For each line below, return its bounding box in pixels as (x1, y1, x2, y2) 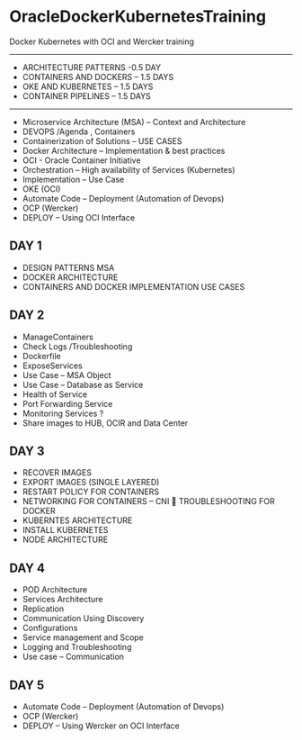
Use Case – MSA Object (22, 369, 111, 380)
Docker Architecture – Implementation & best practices (22, 145, 226, 156)
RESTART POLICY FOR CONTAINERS (22, 486, 160, 497)
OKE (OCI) (22, 183, 61, 194)
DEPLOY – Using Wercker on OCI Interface (22, 720, 180, 731)
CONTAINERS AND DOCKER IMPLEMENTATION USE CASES (22, 281, 245, 292)
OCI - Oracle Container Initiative (22, 155, 141, 166)
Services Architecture (22, 594, 103, 605)
